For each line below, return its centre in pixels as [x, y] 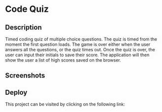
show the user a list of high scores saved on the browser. [63, 60]
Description [23, 27]
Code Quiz [27, 9]
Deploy [16, 92]
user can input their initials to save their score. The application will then [77, 55]
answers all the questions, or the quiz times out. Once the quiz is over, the [80, 50]
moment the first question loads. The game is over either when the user [78, 44]
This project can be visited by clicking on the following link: [65, 104]
